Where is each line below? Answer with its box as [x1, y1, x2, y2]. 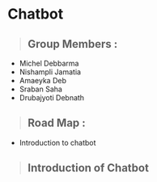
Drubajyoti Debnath [19, 93, 85, 102]
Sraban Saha [19, 84, 62, 94]
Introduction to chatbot [19, 138, 96, 147]
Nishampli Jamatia [19, 67, 82, 77]
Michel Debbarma [19, 58, 79, 68]
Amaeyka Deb [19, 76, 66, 85]
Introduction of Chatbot [27, 161, 149, 175]
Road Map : [27, 116, 86, 130]
